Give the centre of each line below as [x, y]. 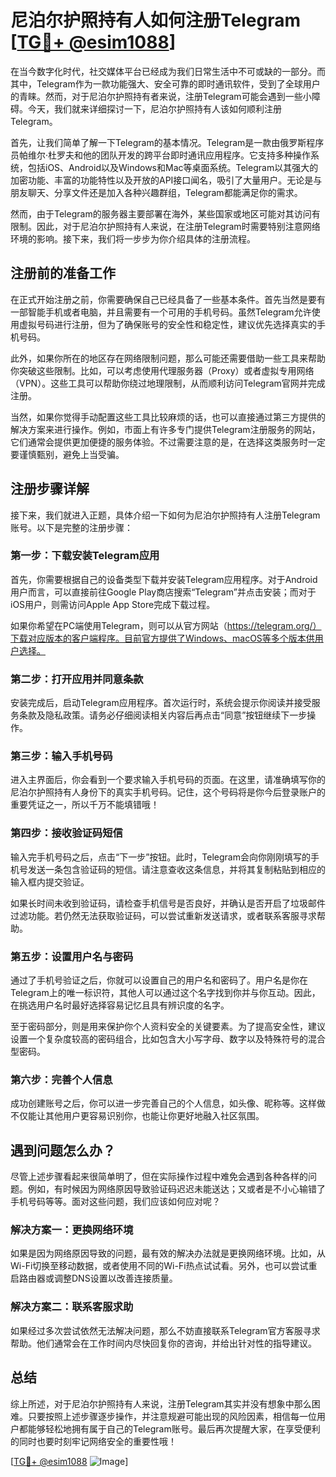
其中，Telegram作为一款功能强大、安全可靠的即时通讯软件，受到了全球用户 [165, 83]
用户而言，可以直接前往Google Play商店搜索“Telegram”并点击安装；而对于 [163, 592]
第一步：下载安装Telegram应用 [85, 556]
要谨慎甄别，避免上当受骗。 [67, 454]
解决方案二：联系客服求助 [72, 1307]
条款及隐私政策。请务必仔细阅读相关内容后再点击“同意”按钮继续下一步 [163, 715]
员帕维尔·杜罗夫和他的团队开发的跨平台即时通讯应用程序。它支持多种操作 [161, 155]
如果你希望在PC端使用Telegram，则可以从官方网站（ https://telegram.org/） [166, 625]
